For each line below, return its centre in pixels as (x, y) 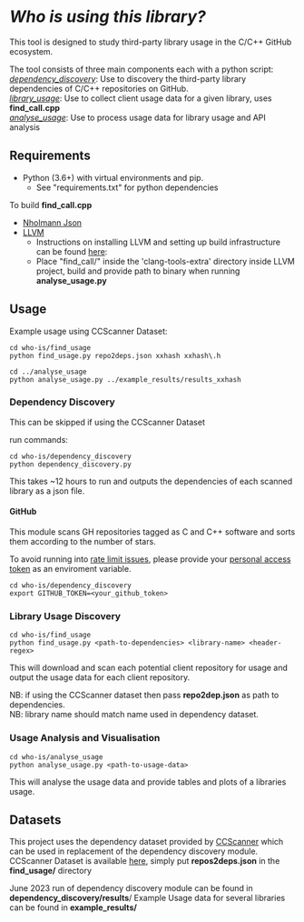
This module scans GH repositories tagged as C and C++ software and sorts (152, 532)
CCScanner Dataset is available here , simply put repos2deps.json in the (145, 861)
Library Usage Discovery (65, 616)
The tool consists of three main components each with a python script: (142, 69)
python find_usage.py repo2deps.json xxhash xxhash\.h (115, 356)
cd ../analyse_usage (49, 371)
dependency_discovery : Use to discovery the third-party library (128, 78)
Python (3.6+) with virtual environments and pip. (113, 177)
